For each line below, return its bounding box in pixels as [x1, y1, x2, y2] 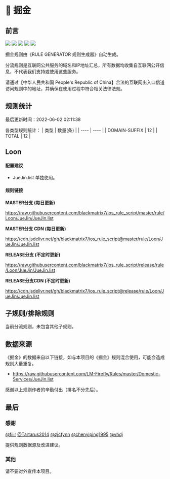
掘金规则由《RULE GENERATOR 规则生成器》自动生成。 [5, 51, 121, 57]
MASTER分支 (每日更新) [5, 199, 56, 206]
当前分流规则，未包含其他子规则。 [5, 324, 76, 330]
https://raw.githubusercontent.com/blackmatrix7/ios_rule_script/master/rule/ [5, 209, 165, 216]
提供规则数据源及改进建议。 [5, 441, 63, 448]
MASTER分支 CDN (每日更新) [5, 226, 66, 232]
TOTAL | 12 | [5, 133, 31, 139]
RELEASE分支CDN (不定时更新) [5, 277, 71, 283]
